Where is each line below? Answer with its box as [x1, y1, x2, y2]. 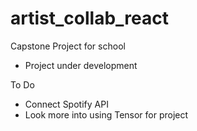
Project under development [24, 59, 138, 71]
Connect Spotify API [24, 98, 109, 110]
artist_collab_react [10, 7, 169, 30]
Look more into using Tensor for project [24, 108, 189, 121]
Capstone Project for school [10, 40, 126, 52]
